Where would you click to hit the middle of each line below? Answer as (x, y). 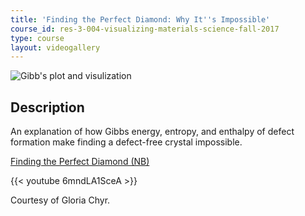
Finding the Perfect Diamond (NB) (80, 162)
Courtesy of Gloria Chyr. (60, 200)
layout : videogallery (55, 47)
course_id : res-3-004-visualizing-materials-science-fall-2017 (145, 29)
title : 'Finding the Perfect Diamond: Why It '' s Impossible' (140, 19)
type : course (37, 38)
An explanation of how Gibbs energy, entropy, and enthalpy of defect (152, 132)
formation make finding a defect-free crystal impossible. (126, 142)
